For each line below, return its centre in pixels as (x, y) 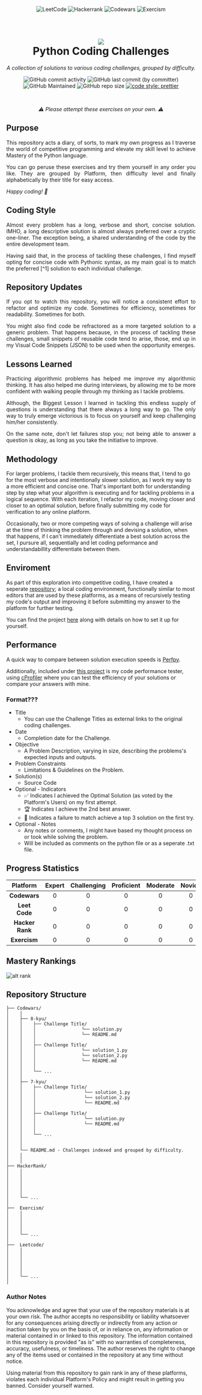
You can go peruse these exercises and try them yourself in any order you (101, 167)
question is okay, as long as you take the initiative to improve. (82, 440)
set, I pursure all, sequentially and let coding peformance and (82, 543)
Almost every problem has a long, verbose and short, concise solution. (101, 225)
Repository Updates (44, 287)
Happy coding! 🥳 (27, 191)
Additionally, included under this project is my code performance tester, (95, 671)
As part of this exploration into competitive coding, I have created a (90, 582)
